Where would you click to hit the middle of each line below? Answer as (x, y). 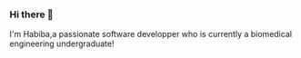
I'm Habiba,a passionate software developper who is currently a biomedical (151, 34)
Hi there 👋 (32, 14)
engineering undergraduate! (62, 43)
